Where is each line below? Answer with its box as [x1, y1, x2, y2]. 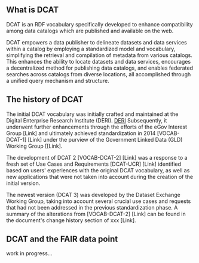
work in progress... [6, 250, 53, 257]
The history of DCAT [6, 94, 84, 104]
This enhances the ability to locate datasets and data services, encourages [6, 58, 191, 65]
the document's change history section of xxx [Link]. [6, 216, 136, 224]
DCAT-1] [6, 136, 27, 143]
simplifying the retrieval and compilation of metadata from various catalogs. [6, 51, 193, 59]
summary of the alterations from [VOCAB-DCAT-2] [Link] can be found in [6, 210, 186, 217]
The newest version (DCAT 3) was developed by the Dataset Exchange [6, 191, 180, 198]
